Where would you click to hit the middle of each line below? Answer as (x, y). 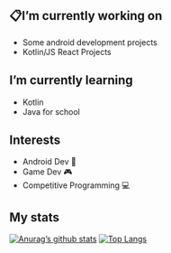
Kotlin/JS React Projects (67, 52)
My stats (35, 217)
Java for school (51, 111)
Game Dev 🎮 (47, 172)
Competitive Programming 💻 (76, 185)
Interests (35, 141)
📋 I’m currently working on (86, 16)
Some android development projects (90, 42)
